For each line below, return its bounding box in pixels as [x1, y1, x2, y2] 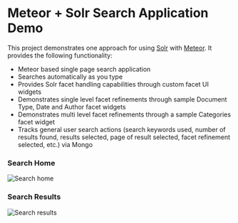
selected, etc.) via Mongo [17, 140, 93, 148]
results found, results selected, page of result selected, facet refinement [17, 133, 230, 141]
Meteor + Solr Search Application [7, 5, 209, 21]
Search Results [7, 192, 61, 202]
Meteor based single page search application [17, 65, 151, 73]
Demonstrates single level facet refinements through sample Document [17, 94, 227, 104]
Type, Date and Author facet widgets [17, 102, 126, 111]
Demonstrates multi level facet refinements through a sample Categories [17, 110, 232, 119]
